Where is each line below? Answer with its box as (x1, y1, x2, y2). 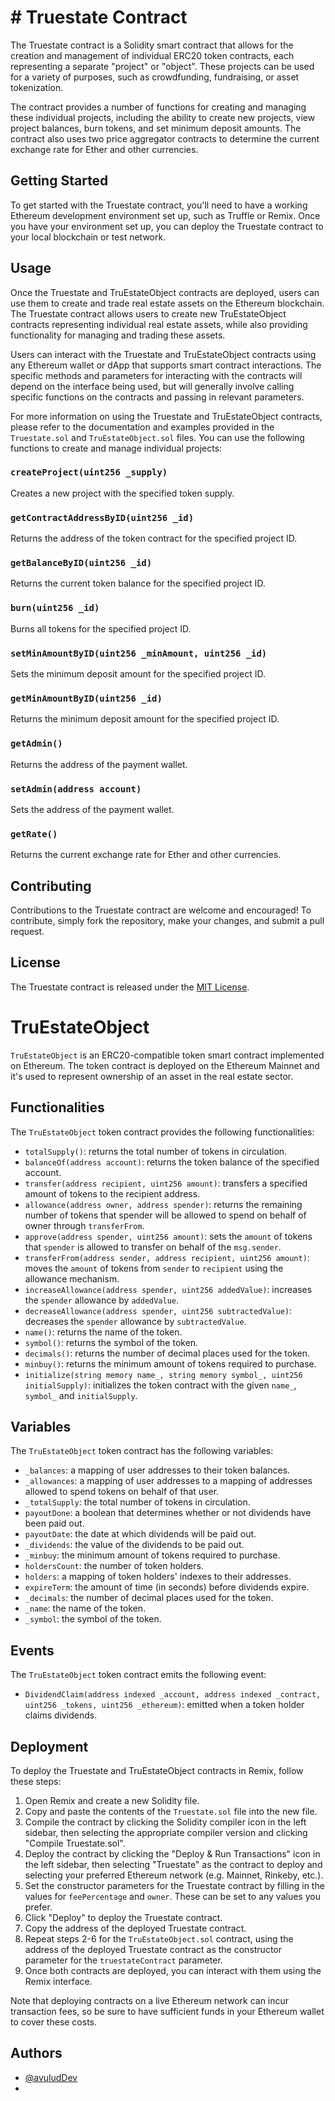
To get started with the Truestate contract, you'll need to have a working (10, 199, 308, 211)
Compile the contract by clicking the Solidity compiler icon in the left (24, 1816, 307, 1828)
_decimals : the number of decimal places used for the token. (24, 1592, 274, 1604)
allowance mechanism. (24, 1272, 120, 1285)
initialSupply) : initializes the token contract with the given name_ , (24, 1379, 297, 1391)
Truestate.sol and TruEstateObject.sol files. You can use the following (10, 431, 305, 443)
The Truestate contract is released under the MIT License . (10, 981, 250, 993)
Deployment (10, 1738, 89, 1755)
